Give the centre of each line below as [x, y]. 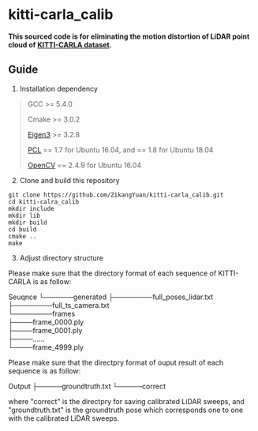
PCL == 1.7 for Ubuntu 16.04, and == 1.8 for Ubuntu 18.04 [120, 150]
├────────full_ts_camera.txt [59, 305]
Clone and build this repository [69, 180]
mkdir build [28, 223]
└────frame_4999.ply [46, 347]
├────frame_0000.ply [46, 322]
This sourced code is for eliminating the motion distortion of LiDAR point [129, 36]
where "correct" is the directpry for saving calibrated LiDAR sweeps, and [126, 401]
